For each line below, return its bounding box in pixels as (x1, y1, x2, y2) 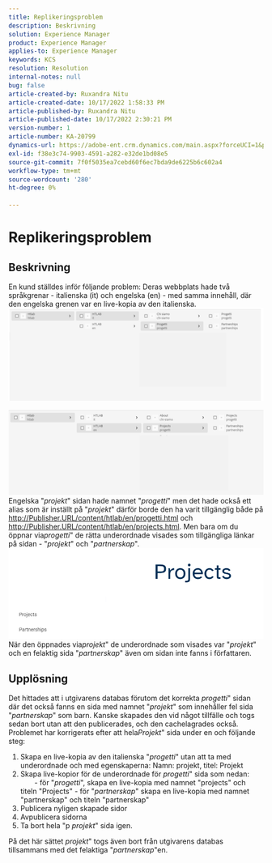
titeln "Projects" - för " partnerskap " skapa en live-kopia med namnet (19, 786, 249, 797)
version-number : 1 (8, 124, 70, 133)
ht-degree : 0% (8, 184, 57, 192)
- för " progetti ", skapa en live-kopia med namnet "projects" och (34, 778, 246, 788)
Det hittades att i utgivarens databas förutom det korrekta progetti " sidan (8, 693, 251, 704)
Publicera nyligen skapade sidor (19, 804, 128, 814)
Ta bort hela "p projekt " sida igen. (19, 821, 134, 831)
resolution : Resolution (8, 65, 89, 73)
